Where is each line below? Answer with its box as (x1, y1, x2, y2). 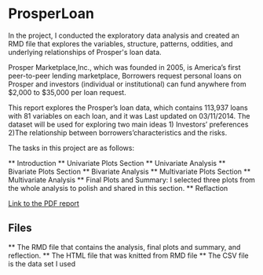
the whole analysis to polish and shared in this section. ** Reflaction (8, 183, 228, 192)
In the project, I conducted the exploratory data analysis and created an (8, 31, 239, 40)
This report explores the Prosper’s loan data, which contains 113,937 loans (8, 103, 249, 112)
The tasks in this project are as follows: (8, 143, 135, 152)
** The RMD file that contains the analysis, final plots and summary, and (8, 242, 241, 251)
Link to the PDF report (8, 198, 80, 208)
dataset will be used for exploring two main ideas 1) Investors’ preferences (8, 119, 249, 129)
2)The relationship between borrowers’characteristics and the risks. (8, 127, 228, 137)
